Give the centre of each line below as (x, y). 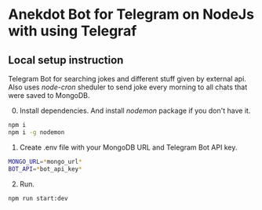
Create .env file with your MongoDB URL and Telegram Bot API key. (128, 147)
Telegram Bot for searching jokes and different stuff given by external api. (127, 79)
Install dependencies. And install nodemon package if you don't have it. (135, 110)
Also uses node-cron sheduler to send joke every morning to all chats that (128, 87)
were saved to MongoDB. (49, 95)
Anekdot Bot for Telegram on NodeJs (131, 14)
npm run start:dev (38, 198)
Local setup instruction (66, 60)
